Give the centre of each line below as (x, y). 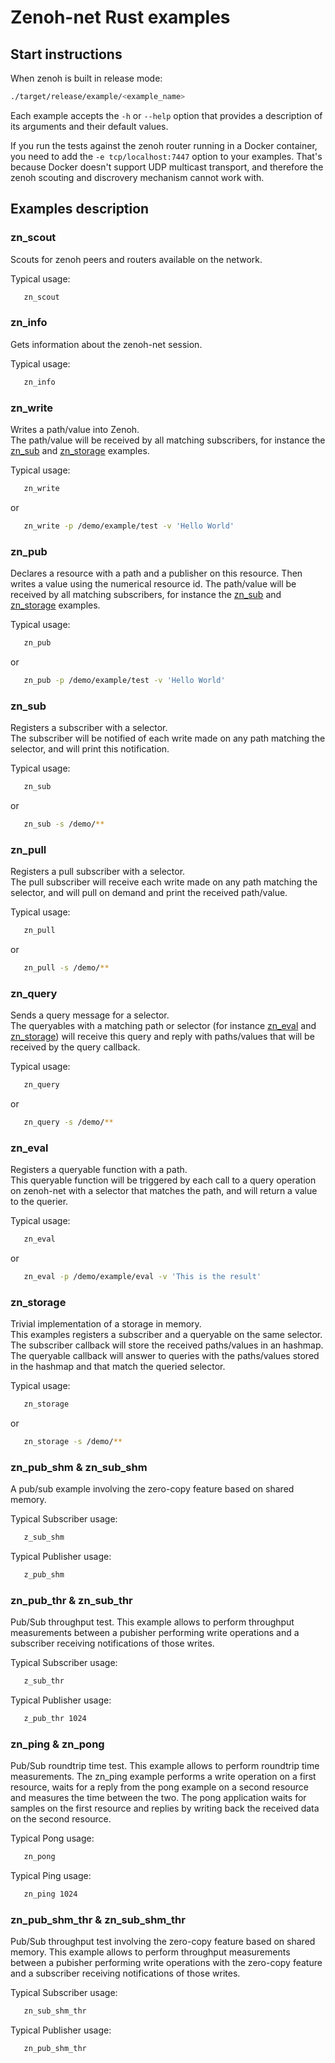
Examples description (80, 209)
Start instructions (66, 54)
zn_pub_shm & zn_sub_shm (79, 1467)
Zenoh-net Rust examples (120, 17)
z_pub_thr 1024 (55, 1719)
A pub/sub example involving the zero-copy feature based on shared (152, 1489)
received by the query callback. (75, 1047)
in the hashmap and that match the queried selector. (118, 1367)
